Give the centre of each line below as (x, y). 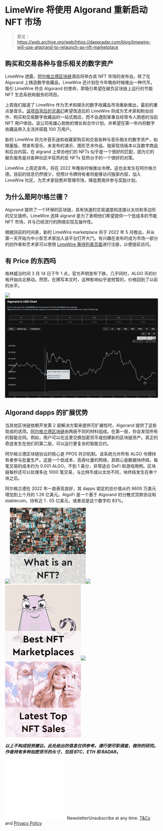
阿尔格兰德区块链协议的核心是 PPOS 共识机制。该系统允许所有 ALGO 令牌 (78, 454)
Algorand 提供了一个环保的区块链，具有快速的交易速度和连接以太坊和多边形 (81, 209)
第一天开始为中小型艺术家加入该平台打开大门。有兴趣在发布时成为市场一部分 (81, 238)
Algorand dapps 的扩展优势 (47, 413)
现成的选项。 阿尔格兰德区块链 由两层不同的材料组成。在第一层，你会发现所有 (81, 431)
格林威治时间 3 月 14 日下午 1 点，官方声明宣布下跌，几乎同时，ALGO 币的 (79, 274)
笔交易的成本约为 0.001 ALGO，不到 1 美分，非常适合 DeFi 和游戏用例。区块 (81, 466)
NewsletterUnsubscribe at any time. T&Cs (108, 818)
